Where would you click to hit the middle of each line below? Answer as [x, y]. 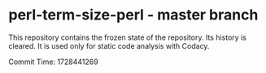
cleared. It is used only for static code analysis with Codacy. [109, 45]
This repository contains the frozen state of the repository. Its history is [127, 37]
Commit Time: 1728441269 [54, 62]
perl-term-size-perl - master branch [133, 15]
